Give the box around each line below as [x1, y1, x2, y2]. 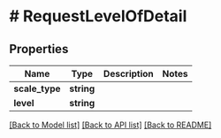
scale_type [13, 82, 61, 95]
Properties [9, 42, 69, 57]
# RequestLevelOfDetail [9, 6, 187, 27]
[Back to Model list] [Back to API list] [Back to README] [9, 119, 212, 130]
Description [103, 68, 155, 80]
